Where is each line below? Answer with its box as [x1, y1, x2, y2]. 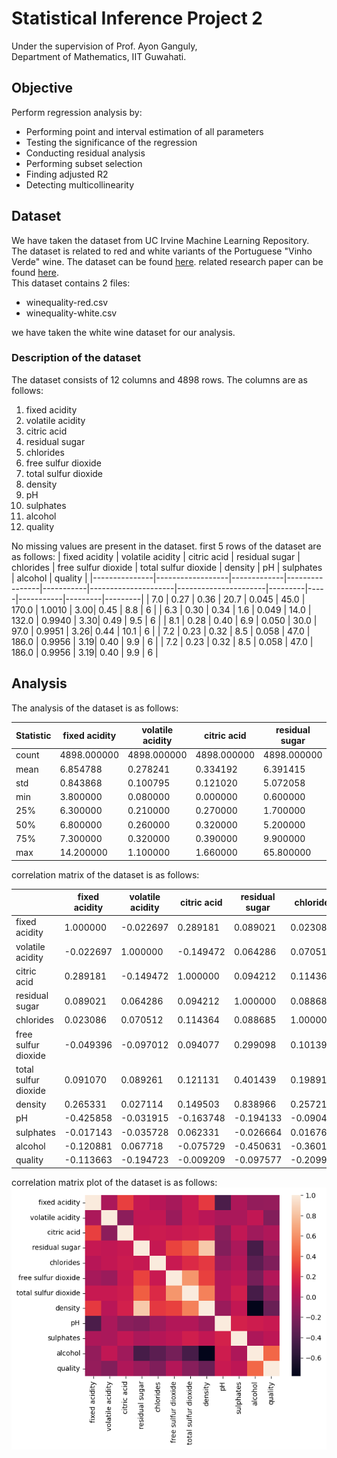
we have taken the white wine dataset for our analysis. [11, 326, 236, 338]
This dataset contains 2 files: [11, 277, 131, 289]
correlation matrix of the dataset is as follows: [11, 868, 200, 881]
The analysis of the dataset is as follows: [11, 702, 179, 714]
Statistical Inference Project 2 [11, 7, 263, 30]
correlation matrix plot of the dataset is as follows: [11, 1176, 218, 1188]
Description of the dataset [11, 351, 141, 365]
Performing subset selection [25, 157, 143, 169]
